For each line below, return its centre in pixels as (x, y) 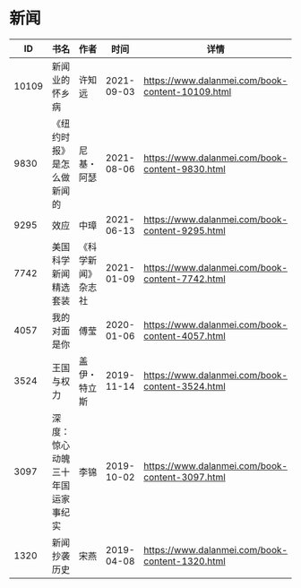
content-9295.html (184, 230)
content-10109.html (187, 91)
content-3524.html (184, 386)
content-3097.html (184, 477)
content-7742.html (184, 279)
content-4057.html (184, 335)
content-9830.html (184, 169)
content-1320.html (184, 561)
